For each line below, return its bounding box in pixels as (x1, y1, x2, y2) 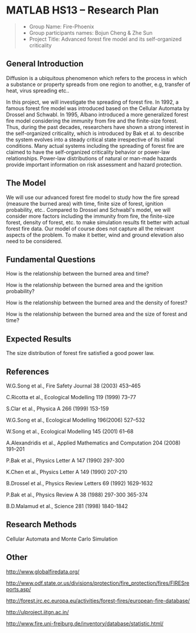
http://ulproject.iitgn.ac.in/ (6, 608, 69, 615)
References (6, 366, 49, 377)
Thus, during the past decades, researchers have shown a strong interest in (6, 123, 190, 130)
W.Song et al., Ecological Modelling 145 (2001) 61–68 (6, 428, 134, 435)
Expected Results (6, 334, 72, 344)
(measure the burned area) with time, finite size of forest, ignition (6, 200, 163, 207)
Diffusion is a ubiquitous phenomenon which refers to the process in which (6, 74, 188, 81)
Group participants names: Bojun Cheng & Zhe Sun (29, 29, 153, 36)
